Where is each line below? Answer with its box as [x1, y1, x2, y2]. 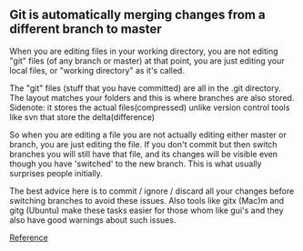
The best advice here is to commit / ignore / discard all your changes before [9, 186, 295, 196]
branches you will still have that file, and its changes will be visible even [9, 148, 278, 159]
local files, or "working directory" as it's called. [9, 65, 185, 75]
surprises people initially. [9, 167, 103, 178]
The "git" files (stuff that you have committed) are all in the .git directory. [9, 82, 281, 94]
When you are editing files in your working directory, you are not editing [9, 45, 279, 56]
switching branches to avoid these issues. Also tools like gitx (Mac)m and [9, 195, 285, 206]
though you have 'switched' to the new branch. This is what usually [9, 158, 262, 169]
